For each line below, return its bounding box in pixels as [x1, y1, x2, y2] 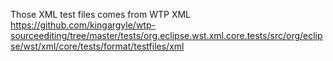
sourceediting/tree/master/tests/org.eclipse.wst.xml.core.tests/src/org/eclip [10, 30, 323, 41]
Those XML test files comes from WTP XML [10, 9, 191, 20]
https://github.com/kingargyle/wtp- [10, 19, 156, 31]
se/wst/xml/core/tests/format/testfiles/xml [10, 40, 185, 52]
